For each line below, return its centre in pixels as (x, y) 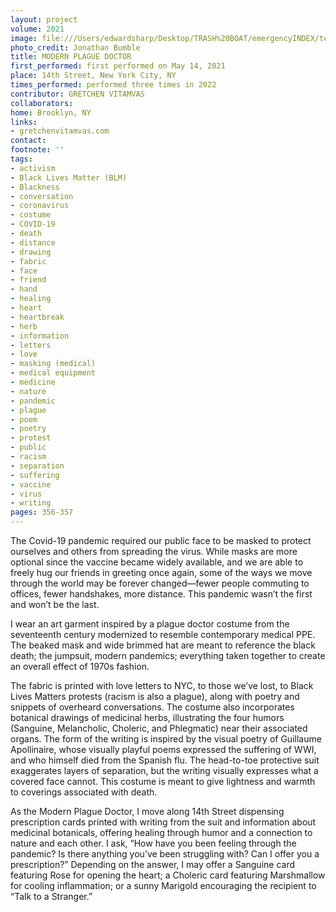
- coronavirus (40, 206)
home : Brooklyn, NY (51, 112)
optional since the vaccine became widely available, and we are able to (157, 562)
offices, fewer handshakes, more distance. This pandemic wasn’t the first (161, 594)
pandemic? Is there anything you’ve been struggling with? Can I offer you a (165, 854)
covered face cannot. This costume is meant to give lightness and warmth (163, 781)
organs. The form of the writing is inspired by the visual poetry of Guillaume (166, 739)
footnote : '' (37, 150)
